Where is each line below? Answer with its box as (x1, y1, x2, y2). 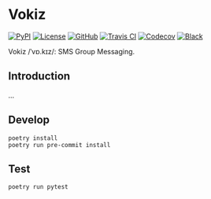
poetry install (8, 134, 58, 142)
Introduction (8, 69, 71, 83)
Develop (8, 113, 50, 127)
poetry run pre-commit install (8, 141, 111, 149)
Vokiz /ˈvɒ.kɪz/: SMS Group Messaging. (8, 46, 135, 56)
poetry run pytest (8, 183, 68, 191)
